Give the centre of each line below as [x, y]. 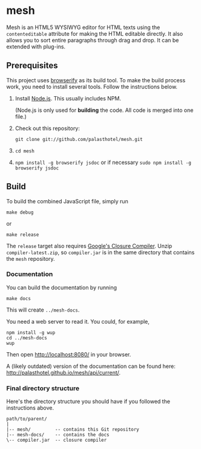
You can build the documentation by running [61, 287]
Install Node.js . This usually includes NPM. [68, 98]
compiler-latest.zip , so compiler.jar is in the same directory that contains [100, 252]
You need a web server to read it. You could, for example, [78, 321]
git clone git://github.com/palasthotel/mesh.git [79, 139]
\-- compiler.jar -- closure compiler [57, 440]
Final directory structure [43, 388]
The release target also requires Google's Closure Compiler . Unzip [89, 246]
